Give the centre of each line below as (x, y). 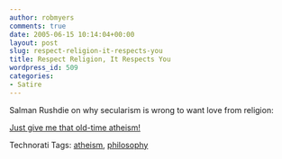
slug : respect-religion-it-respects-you (86, 51)
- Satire (26, 84)
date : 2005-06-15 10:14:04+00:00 (72, 34)
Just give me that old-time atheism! (75, 128)
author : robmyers (42, 18)
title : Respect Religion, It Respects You (90, 59)
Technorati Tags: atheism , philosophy (79, 145)
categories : (32, 76)
